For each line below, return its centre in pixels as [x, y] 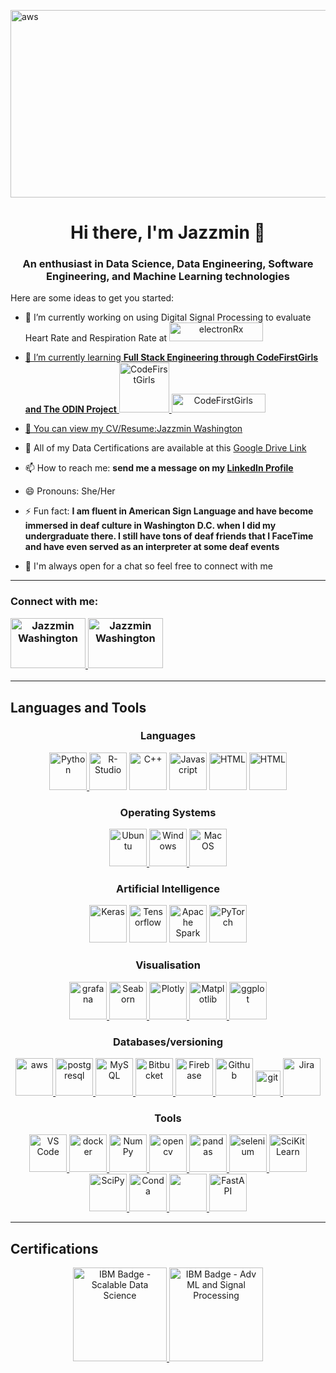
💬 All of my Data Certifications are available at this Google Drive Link [165, 448]
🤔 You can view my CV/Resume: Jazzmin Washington [133, 429]
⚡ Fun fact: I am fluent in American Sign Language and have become [169, 511]
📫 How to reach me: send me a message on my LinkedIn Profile [159, 468]
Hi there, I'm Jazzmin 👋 [168, 232]
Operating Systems [168, 812]
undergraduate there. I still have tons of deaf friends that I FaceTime [169, 536]
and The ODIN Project [70, 409]
